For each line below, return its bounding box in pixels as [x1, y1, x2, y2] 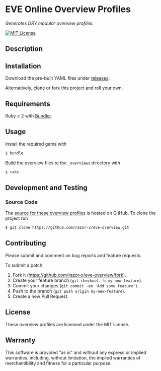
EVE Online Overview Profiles [5, 4, 131, 15]
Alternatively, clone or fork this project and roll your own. [5, 85, 123, 91]
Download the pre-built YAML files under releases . [5, 75, 110, 81]
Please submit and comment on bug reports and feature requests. [5, 252, 142, 258]
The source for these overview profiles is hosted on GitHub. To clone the [5, 210, 156, 216]
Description [5, 44, 43, 53]
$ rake [5, 169, 19, 174]
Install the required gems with [5, 141, 67, 147]
